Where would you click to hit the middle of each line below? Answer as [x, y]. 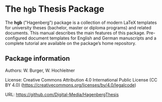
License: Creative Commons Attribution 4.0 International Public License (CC [81, 80]
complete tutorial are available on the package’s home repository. [71, 43]
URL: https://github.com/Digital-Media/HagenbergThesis [62, 94]
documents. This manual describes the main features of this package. [75, 33]
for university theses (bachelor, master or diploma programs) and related [78, 27]
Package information [37, 59]
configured [16, 38]
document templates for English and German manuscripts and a [92, 38]
